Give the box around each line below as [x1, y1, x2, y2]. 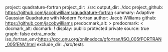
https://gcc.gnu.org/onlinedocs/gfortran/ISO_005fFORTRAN [38, 36, 162, 42]
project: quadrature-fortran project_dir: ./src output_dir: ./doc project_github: [5, 4, 163, 10]
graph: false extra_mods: [5, 31, 57, 36]
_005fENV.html [5, 41, 36, 47]
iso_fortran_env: [5, 36, 39, 42]
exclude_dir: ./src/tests [37, 41, 84, 47]
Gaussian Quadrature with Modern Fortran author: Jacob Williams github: [5, 15, 156, 20]
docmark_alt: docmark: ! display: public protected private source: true [5, 25, 149, 31]
